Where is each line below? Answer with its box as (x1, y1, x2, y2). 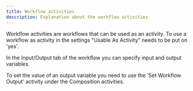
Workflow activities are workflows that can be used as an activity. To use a (6, 30, 187, 37)
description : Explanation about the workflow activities (6, 14, 148, 20)
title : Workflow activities (6, 8, 75, 15)
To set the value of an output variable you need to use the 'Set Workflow (6, 72, 181, 79)
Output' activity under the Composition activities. (6, 77, 125, 85)
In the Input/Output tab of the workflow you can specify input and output (6, 54, 182, 61)
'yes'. (6, 42, 19, 50)
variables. (6, 60, 30, 68)
